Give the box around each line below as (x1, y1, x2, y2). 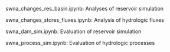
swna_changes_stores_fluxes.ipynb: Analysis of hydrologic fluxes (5, 17, 165, 23)
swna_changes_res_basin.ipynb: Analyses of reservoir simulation (5, 5, 164, 12)
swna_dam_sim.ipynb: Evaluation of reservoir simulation (5, 28, 142, 35)
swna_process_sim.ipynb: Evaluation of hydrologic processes (5, 40, 155, 46)
